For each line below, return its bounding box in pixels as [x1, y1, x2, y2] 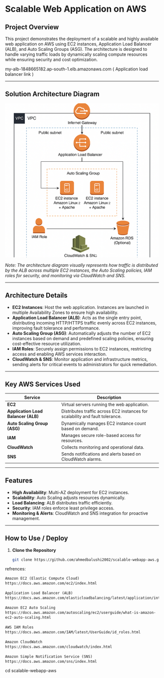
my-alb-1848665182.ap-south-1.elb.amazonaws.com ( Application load [5, 66, 148, 72]
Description [97, 394, 122, 400]
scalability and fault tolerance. [61, 414, 122, 419]
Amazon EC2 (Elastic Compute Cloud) [5, 576, 80, 581]
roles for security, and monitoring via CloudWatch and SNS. [5, 272, 126, 278]
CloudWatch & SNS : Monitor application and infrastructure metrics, [12, 356, 148, 362]
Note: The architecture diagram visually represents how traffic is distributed [5, 262, 158, 268]
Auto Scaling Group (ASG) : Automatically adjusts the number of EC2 [12, 330, 151, 336]
